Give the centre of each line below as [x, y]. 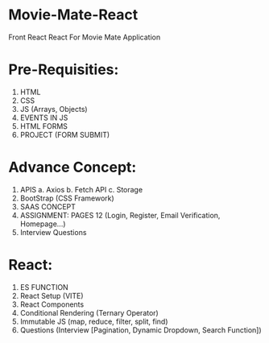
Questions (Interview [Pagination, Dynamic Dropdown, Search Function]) [141, 330]
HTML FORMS [44, 126]
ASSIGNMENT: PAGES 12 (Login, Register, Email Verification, [120, 215]
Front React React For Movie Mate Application [85, 37]
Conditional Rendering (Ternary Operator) [89, 312]
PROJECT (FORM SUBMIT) [65, 134]
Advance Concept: [72, 167]
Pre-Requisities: [64, 70]
